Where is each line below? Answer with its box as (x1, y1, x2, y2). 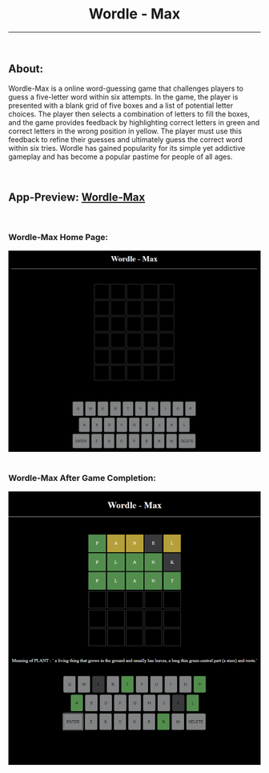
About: (8, 62, 44, 76)
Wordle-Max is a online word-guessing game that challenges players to (8, 83, 244, 93)
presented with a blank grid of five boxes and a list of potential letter (8, 100, 234, 110)
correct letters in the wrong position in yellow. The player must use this (8, 126, 243, 136)
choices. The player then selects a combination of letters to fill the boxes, (8, 109, 251, 119)
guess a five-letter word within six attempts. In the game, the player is (8, 92, 239, 101)
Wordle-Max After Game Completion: (8, 473, 156, 484)
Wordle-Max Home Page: (8, 232, 108, 243)
